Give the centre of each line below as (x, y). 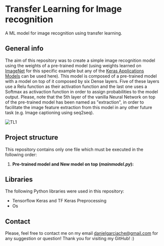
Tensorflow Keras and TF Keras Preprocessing (59, 201)
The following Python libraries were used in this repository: (65, 191)
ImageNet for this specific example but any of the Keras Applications (75, 71)
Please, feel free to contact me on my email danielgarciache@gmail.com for (82, 233)
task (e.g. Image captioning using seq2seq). (50, 112)
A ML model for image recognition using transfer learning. (64, 33)
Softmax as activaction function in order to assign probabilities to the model (82, 91)
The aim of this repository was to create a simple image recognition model (80, 60)
